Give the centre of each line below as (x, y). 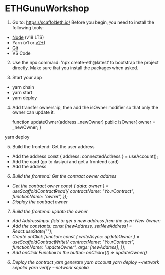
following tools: (28, 27)
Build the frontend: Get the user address (53, 146)
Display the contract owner (40, 202)
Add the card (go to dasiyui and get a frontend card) (66, 161)
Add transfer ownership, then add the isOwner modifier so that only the (85, 107)
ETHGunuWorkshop (47, 9)
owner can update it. (33, 112)
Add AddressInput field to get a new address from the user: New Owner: (86, 220)
